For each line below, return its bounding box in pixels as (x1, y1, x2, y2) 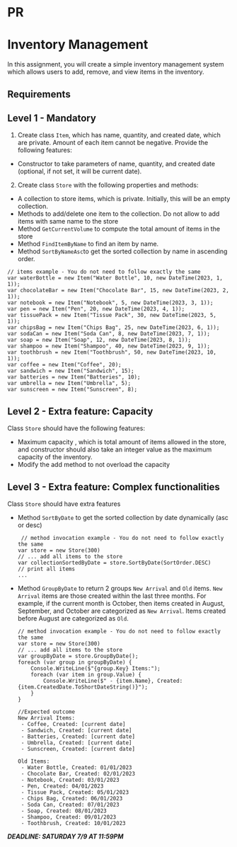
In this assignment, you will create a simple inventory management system (7, 60, 224, 69)
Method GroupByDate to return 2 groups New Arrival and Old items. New (17, 584, 223, 592)
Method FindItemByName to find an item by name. (17, 240, 159, 248)
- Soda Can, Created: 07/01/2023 (21, 801, 120, 808)
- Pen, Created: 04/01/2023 (21, 783, 104, 790)
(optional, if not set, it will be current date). (17, 167, 142, 175)
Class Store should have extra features (7, 500, 121, 508)
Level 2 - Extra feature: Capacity (7, 405, 154, 417)
